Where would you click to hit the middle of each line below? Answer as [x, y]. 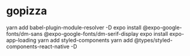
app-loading [22, 40]
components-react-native [38, 46]
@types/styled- [153, 40]
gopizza [27, 11]
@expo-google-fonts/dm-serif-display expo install [106, 33]
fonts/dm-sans [25, 33]
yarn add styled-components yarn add [85, 40]
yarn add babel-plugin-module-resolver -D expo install [74, 27]
